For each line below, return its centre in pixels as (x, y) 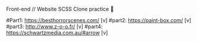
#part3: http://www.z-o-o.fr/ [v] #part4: (54, 27)
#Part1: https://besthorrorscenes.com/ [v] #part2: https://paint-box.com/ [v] (99, 20)
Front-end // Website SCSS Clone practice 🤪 (60, 9)
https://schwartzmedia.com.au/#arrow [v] (57, 33)
